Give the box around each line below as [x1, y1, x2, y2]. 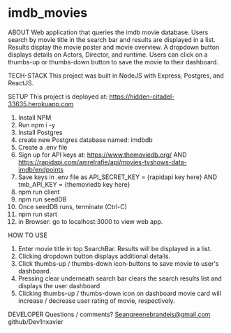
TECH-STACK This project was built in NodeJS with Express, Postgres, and [8, 71, 224, 80]
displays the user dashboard [17, 281, 100, 290]
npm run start [17, 210, 58, 218]
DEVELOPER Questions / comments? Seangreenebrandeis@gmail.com [8, 310, 211, 318]
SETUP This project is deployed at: [8, 92, 108, 101]
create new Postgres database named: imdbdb [17, 135, 153, 144]
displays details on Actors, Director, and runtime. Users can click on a [8, 50, 208, 59]
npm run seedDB [17, 194, 67, 204]
